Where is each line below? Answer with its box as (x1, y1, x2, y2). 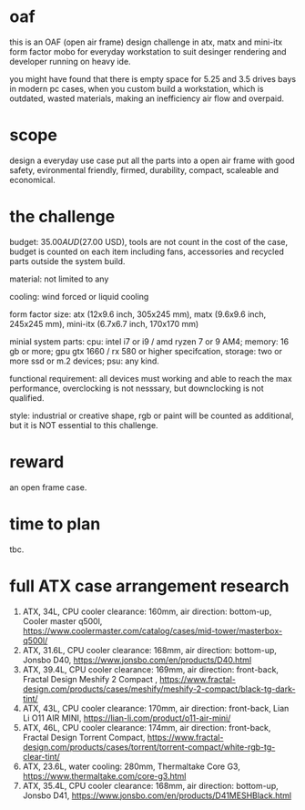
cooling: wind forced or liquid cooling (9, 291, 149, 302)
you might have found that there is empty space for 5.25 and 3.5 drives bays (9, 73, 297, 84)
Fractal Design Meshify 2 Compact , (22, 673, 158, 684)
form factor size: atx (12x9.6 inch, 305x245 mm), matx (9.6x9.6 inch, (9, 308, 267, 320)
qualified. (9, 392, 45, 403)
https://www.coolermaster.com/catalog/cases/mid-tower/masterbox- (22, 625, 283, 636)
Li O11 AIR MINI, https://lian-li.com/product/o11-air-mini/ (22, 713, 231, 723)
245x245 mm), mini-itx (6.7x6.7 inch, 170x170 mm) (9, 318, 199, 329)
